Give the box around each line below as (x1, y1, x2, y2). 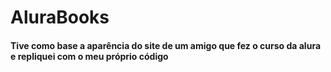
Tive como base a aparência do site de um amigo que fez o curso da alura (10, 39, 322, 51)
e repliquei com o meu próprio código (10, 50, 169, 62)
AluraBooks (10, 6, 110, 29)
